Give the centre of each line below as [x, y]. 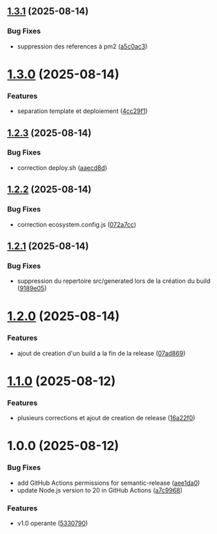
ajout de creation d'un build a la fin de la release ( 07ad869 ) [101, 353]
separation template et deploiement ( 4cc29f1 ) [82, 111]
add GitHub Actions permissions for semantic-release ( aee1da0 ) [108, 483]
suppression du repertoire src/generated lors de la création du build [114, 281]
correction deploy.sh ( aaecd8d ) [62, 167]
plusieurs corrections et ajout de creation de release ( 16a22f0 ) [106, 418]
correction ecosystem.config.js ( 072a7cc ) [77, 224]
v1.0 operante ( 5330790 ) [53, 523]
